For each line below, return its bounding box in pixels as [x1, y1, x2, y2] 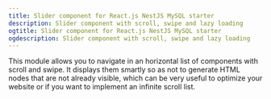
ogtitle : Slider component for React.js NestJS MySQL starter [8, 27, 222, 35]
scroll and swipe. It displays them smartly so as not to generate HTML [8, 65, 240, 75]
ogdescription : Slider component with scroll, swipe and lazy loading [8, 34, 251, 43]
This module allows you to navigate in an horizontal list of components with [8, 56, 258, 66]
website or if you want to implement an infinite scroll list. [8, 82, 196, 92]
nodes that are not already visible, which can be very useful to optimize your [8, 73, 263, 83]
